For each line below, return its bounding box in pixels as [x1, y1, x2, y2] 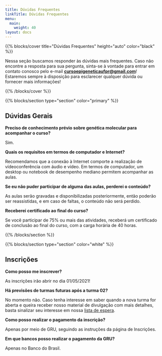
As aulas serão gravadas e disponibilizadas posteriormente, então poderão [5, 193, 157, 199]
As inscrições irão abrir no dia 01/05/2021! [5, 278, 91, 284]
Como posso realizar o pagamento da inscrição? [5, 316, 106, 323]
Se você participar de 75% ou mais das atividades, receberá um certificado [5, 217, 158, 223]
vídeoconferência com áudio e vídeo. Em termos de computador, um [5, 163, 143, 169]
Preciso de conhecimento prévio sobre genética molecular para [5, 125, 137, 131]
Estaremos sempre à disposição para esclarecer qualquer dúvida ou [5, 74, 143, 79]
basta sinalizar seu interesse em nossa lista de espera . [5, 307, 116, 313]
